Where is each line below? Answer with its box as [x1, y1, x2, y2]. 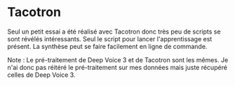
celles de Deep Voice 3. [7, 71, 76, 79]
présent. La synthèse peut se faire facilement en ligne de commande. [7, 42, 208, 50]
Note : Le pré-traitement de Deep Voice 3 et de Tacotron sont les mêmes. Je [7, 55, 229, 64]
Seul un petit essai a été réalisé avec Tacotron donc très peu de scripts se [7, 27, 221, 36]
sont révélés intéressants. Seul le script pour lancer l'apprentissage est [7, 34, 213, 43]
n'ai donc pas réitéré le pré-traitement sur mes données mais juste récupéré [7, 63, 228, 71]
